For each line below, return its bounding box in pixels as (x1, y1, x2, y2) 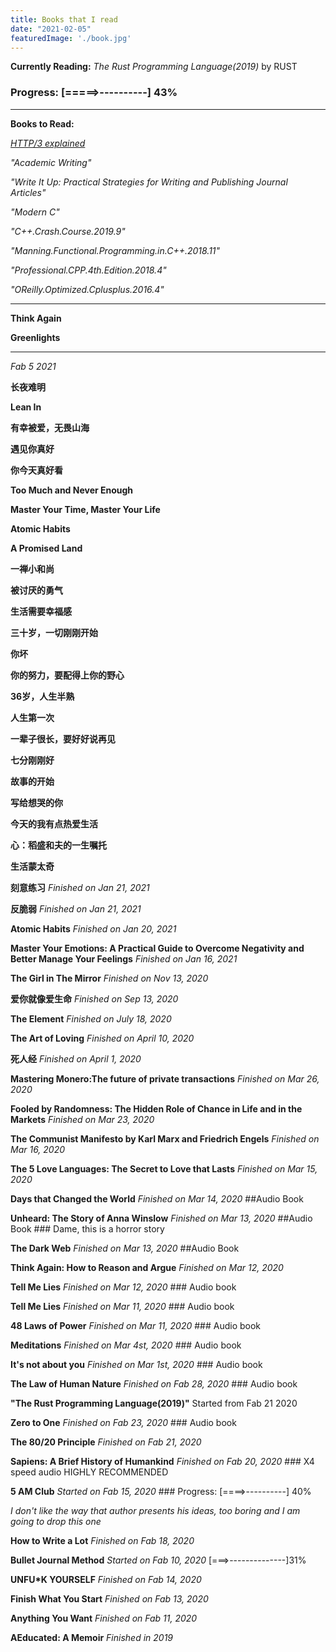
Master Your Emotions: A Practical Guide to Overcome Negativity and (10, 942, 305, 954)
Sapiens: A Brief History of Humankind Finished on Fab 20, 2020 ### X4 (10, 1455, 315, 1467)
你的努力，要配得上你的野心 (10, 669, 125, 681)
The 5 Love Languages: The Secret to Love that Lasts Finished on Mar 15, (10, 1162, 318, 1175)
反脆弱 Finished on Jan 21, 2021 (10, 902, 142, 915)
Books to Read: (10, 117, 75, 130)
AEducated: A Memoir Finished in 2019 (10, 1631, 174, 1643)
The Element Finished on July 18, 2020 (10, 1012, 172, 1025)
